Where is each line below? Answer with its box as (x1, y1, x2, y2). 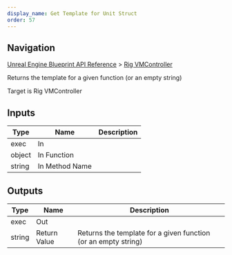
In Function (37, 150, 75, 160)
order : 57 (7, 17, 36, 23)
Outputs (7, 185, 43, 196)
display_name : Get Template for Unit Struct (7, 10, 137, 17)
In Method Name (37, 161, 92, 171)
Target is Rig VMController (7, 87, 83, 95)
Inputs (7, 107, 36, 119)
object (10, 150, 31, 160)
